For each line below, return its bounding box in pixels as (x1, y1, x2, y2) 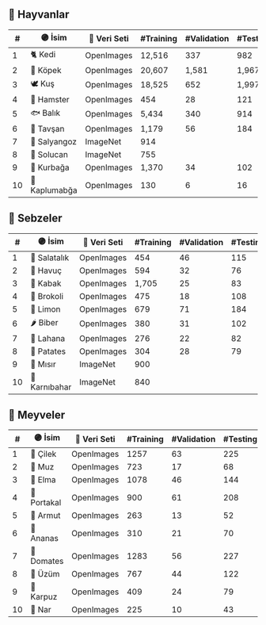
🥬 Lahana (30, 332, 66, 343)
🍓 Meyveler (8, 408, 66, 422)
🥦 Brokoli (30, 290, 64, 301)
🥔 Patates (30, 346, 66, 357)
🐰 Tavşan (30, 123, 65, 134)
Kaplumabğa (30, 184, 78, 195)
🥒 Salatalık (30, 251, 70, 263)
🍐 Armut (30, 510, 61, 521)
